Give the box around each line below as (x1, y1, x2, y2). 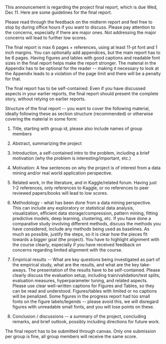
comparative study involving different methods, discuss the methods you (12, 221, 161, 226)
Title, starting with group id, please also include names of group (12, 126, 142, 131)
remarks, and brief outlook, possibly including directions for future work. (12, 319, 160, 324)
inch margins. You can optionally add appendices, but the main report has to (5, 49, 161, 55)
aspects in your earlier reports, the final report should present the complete (5, 91, 159, 96)
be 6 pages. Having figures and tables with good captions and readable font (5, 55, 161, 61)
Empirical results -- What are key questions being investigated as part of (12, 257, 160, 262)
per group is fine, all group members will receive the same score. (5, 334, 137, 339)
